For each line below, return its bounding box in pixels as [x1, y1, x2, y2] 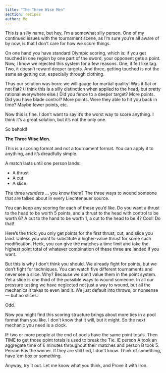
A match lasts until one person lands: [5, 160, 81, 166]
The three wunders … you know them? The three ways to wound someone [5, 190, 157, 196]
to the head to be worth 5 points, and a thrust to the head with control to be [5, 210, 159, 216]
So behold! [5, 126, 27, 132]
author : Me [5, 16, 28, 21]
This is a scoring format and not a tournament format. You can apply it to [5, 146, 154, 152]
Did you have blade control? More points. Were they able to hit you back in [5, 97, 157, 103]
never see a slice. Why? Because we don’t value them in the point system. [5, 271, 157, 277]
